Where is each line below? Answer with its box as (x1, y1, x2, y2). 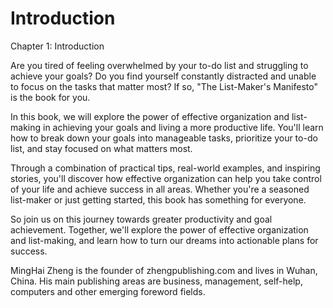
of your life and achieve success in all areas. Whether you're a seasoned (10, 183, 310, 195)
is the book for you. (10, 91, 91, 103)
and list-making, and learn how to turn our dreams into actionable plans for (10, 234, 319, 246)
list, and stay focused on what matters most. (10, 142, 193, 154)
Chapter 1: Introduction (10, 40, 105, 52)
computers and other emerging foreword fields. (10, 285, 206, 297)
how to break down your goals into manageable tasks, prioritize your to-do (10, 132, 318, 144)
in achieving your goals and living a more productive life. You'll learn (42, 121, 324, 133)
